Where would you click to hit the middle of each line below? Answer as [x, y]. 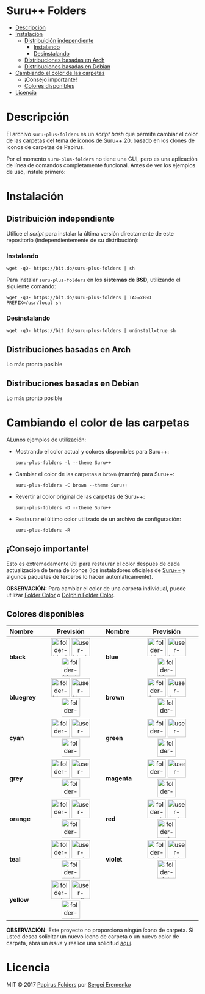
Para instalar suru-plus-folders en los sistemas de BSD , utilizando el [94, 280]
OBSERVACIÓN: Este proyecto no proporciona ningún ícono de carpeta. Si [100, 930]
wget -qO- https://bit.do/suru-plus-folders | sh [71, 269]
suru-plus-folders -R [42, 531]
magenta [119, 778]
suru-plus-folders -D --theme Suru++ [63, 508]
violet [114, 859]
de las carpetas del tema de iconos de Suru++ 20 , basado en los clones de [101, 140]
